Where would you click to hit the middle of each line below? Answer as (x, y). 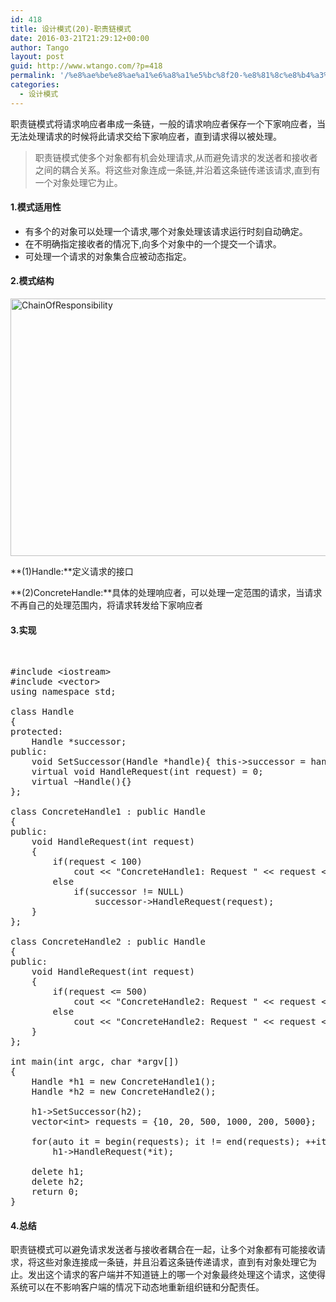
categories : (35, 85)
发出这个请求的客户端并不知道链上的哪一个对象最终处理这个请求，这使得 (176, 1275)
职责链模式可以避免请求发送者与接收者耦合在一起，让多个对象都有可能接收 (163, 1250)
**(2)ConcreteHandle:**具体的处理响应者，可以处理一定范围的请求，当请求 (166, 593)
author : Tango (40, 47)
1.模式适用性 (36, 207)
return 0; (55, 1192)
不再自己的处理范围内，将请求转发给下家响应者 (106, 605)
